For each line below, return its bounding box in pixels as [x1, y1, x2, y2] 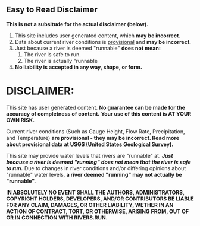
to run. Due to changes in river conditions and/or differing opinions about [6, 164, 186, 171]
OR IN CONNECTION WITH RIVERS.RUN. [6, 214, 108, 221]
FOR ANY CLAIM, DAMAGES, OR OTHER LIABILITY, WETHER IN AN [6, 201, 174, 208]
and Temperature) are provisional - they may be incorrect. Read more [6, 134, 180, 141]
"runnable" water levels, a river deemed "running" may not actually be [6, 171, 183, 178]
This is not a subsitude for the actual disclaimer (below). [6, 20, 149, 27]
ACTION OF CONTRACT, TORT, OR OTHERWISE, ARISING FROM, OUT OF [6, 208, 189, 215]
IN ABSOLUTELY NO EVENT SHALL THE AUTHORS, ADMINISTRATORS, [6, 189, 185, 196]
